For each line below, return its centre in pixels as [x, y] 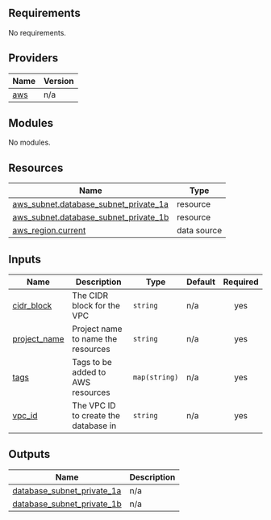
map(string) [156, 377]
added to [89, 372]
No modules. [29, 143]
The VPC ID [94, 405]
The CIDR [90, 296]
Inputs [25, 259]
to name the [95, 339]
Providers [33, 59]
